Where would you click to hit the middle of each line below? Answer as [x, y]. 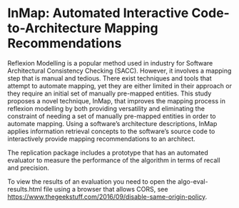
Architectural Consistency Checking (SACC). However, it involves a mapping [119, 71]
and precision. [29, 167]
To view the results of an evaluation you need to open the [92, 181]
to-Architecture [55, 28]
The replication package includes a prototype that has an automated [108, 152]
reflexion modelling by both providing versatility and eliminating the [106, 108]
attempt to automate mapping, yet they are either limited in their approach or [120, 85]
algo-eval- [193, 181]
